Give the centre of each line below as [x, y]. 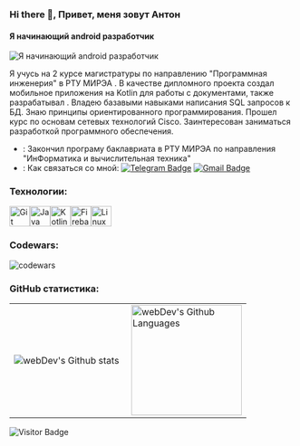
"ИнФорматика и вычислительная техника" [107, 158]
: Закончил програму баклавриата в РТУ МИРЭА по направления [149, 149]
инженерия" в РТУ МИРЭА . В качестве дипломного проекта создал [142, 83]
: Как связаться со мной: [71, 168]
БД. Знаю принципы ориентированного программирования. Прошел [143, 112]
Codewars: [34, 245]
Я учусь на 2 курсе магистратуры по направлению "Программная [138, 74]
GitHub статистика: [54, 289]
